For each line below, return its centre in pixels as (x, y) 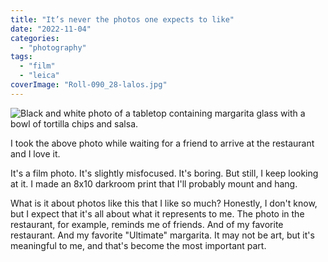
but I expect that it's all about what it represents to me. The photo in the (157, 213)
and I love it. (35, 153)
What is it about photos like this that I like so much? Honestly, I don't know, (164, 203)
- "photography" (53, 47)
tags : (21, 57)
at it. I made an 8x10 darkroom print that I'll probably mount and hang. (154, 183)
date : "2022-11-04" (51, 29)
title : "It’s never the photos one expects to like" (122, 19)
